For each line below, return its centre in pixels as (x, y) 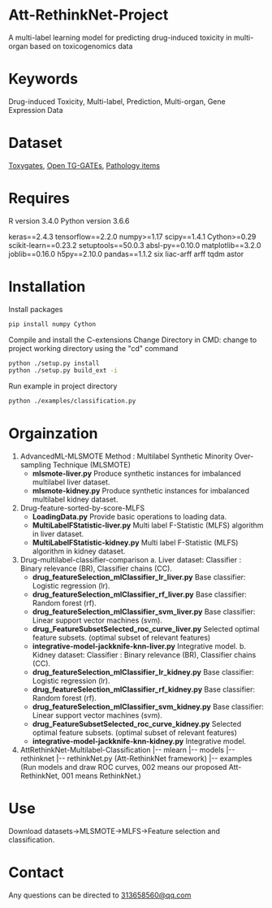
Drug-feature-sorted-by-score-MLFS (82, 508)
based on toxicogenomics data (81, 46)
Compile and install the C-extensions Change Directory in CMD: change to (133, 340)
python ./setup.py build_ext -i (63, 371)
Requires (39, 198)
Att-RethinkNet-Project (89, 15)
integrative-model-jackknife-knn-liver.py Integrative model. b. (139, 646)
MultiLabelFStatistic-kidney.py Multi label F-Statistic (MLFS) (135, 543)
